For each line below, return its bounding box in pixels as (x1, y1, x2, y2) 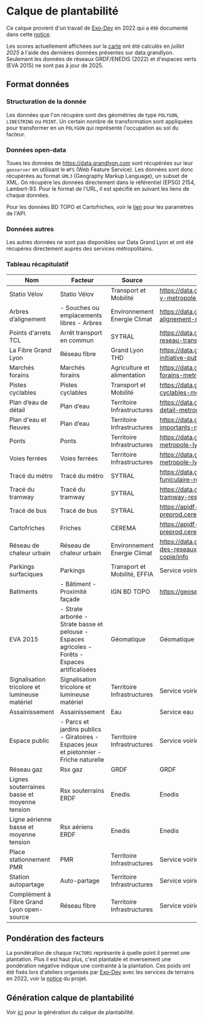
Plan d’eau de (9, 398, 48, 406)
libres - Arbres (60, 318, 103, 327)
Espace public (9, 736, 50, 745)
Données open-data (6, 145, 66, 154)
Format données (6, 79, 69, 90)
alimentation (111, 371, 146, 379)
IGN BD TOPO (111, 587, 150, 596)
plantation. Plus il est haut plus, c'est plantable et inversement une (6, 955, 171, 963)
